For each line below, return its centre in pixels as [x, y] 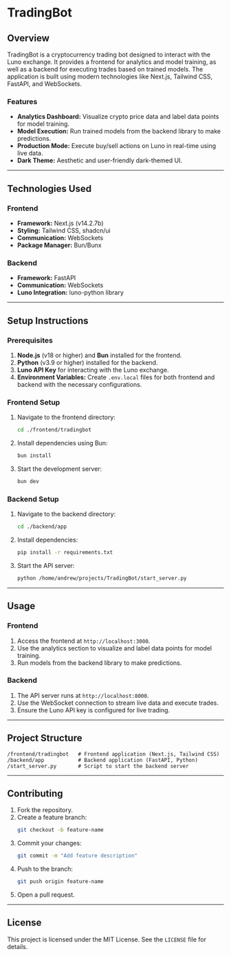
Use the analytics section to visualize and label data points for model [114, 648]
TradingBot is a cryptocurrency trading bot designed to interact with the [109, 54]
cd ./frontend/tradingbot [54, 430]
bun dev [28, 482]
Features [22, 101]
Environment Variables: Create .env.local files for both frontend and [116, 377]
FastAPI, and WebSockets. [45, 84]
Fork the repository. [45, 810]
